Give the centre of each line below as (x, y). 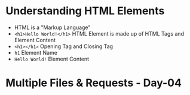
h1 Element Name (36, 52)
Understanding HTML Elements (85, 11)
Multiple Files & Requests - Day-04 (94, 83)
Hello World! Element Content (52, 59)
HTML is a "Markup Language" (52, 27)
